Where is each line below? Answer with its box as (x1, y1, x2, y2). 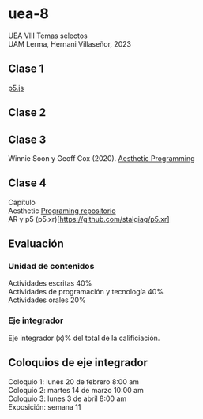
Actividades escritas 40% (8, 279, 92, 288)
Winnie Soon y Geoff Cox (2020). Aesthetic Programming (8, 153, 195, 163)
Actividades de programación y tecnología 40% (8, 287, 164, 297)
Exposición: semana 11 (8, 402, 81, 411)
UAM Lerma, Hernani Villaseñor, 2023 (8, 39, 132, 48)
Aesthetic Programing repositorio (8, 206, 116, 215)
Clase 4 (8, 177, 47, 190)
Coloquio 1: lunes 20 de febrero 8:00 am (8, 376, 140, 387)
